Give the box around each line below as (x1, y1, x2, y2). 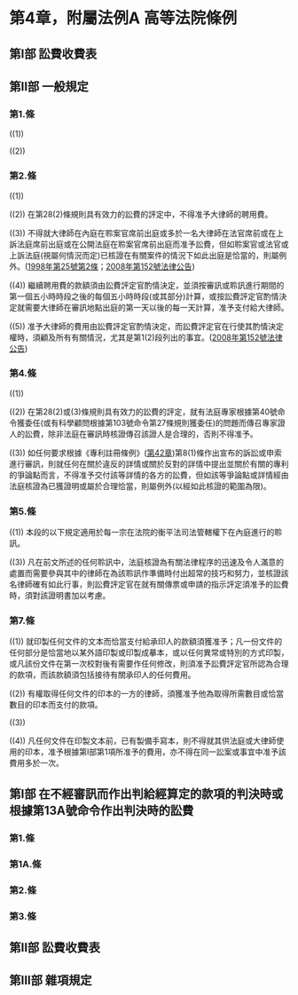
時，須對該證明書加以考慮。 (9, 590, 111, 601)
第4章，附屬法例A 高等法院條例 (9, 8, 238, 28)
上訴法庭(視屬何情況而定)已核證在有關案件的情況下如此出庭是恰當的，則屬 (9, 249, 279, 260)
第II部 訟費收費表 (9, 940, 100, 955)
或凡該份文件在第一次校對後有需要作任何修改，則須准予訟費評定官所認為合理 (9, 659, 289, 669)
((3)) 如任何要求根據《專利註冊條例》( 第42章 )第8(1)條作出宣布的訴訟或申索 (9, 447, 282, 458)
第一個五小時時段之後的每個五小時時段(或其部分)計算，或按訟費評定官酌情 (9, 290, 279, 302)
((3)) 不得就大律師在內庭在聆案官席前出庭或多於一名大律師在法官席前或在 (9, 227, 277, 238)
